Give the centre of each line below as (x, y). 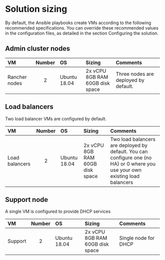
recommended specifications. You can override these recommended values (82, 28)
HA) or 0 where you (133, 163)
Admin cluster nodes (38, 49)
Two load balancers (133, 139)
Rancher (17, 77)
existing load (125, 176)
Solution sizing (36, 9)
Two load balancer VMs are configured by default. (56, 119)
